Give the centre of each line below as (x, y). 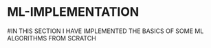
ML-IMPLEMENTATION (73, 12)
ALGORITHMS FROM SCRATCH (52, 38)
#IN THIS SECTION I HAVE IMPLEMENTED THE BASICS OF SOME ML (105, 31)
